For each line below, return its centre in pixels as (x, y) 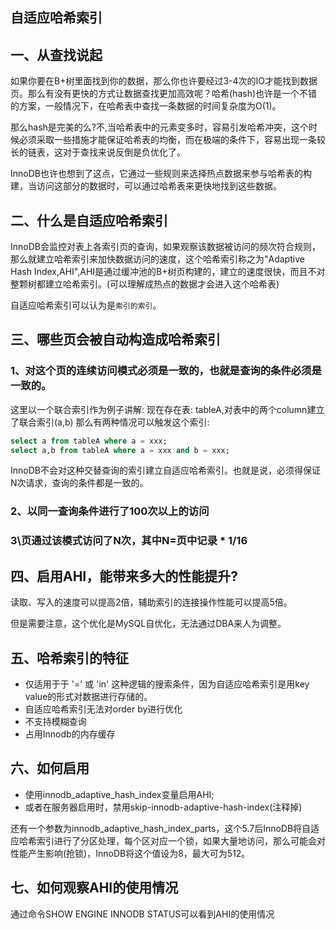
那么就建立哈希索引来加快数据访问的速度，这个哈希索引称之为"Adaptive (157, 259)
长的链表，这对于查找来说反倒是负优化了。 (98, 152)
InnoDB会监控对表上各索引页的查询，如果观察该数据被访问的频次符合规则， (165, 247)
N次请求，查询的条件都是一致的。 (79, 483)
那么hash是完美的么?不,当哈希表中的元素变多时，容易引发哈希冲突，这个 (159, 127)
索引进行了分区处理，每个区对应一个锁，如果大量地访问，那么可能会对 (181, 840)
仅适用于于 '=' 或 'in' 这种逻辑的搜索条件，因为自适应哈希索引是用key (167, 684)
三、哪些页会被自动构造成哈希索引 (115, 339)
